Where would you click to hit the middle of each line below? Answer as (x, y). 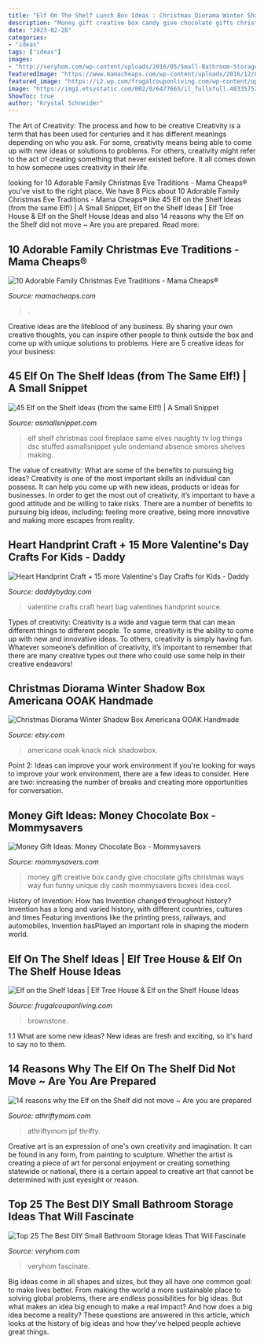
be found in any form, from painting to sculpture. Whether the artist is (121, 1154)
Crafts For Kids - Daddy (67, 557)
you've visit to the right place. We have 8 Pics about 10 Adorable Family (124, 191)
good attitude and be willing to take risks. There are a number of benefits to (130, 503)
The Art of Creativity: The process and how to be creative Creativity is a (125, 126)
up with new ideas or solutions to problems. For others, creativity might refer (132, 151)
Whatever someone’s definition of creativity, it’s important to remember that (130, 647)
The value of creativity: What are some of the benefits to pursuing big (121, 470)
